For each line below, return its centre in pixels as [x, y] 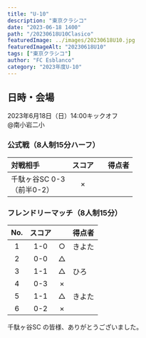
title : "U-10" [28, 14]
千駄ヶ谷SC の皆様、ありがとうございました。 [75, 327]
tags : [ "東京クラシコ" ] [39, 54]
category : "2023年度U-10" [45, 67]
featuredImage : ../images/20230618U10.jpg [71, 41]
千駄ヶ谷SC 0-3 [38, 179]
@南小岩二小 [26, 125]
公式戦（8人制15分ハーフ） [52, 145]
